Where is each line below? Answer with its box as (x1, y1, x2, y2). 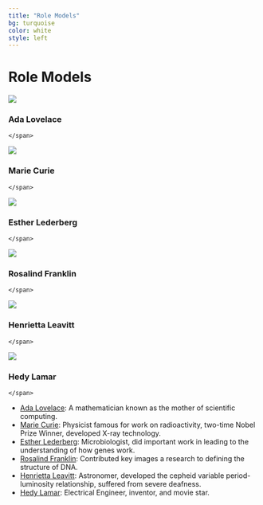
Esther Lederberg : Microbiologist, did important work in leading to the (19, 436, 249, 446)
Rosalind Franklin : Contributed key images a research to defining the (19, 453, 245, 463)
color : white (8, 26, 52, 34)
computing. (19, 411, 58, 421)
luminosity (19, 479, 54, 488)
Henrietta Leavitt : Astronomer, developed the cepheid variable (19, 471, 225, 480)
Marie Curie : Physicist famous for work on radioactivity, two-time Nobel (19, 420, 256, 429)
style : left (8, 33, 48, 42)
